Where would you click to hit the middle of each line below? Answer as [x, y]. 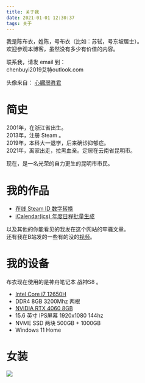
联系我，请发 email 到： [36, 62]
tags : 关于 [19, 23]
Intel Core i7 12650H [41, 294]
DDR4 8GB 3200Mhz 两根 [48, 301]
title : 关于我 [23, 12]
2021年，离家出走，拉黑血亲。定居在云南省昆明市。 [71, 151]
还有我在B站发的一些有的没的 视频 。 [51, 237]
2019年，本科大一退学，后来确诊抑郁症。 [58, 143]
